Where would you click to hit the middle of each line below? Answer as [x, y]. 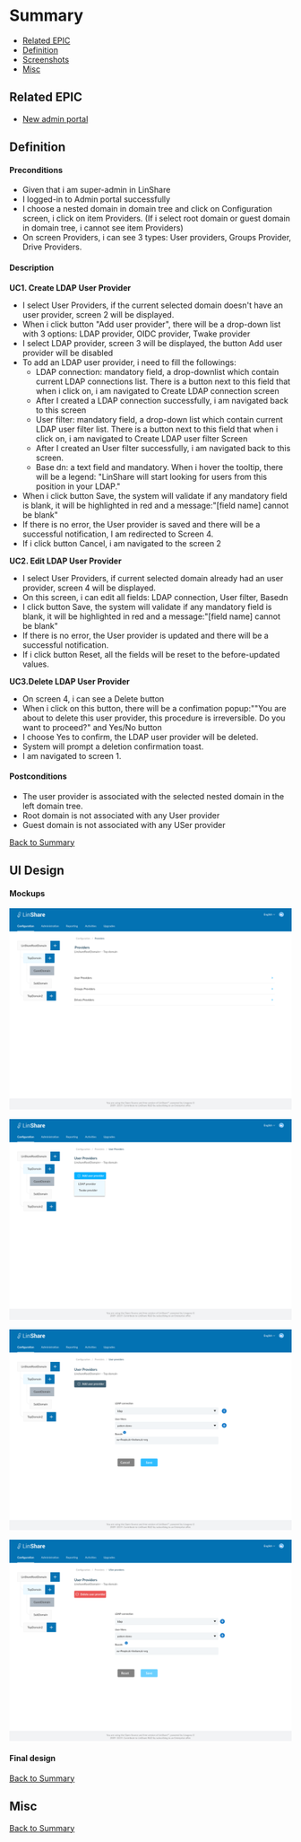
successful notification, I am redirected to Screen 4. [118, 534]
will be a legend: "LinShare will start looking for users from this [151, 476]
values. [35, 664]
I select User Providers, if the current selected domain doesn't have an [153, 305]
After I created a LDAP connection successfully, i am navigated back [162, 400]
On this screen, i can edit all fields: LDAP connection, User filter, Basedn [155, 597]
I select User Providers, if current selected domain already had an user [153, 578]
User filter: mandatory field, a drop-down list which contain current [159, 419]
